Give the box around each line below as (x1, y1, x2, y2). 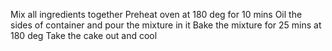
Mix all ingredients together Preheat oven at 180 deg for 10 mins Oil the (10, 9, 303, 20)
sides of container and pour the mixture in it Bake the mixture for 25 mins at (10, 19, 322, 31)
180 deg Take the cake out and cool (10, 30, 158, 41)
